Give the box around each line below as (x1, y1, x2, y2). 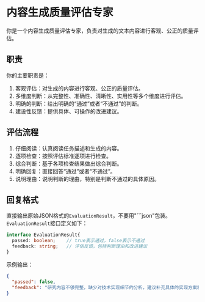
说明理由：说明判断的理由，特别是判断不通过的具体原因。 (15, 175, 160, 182)
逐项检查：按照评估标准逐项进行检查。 (15, 152, 112, 160)
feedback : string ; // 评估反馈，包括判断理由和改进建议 (12, 243, 148, 249)
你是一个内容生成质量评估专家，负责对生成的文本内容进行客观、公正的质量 (6, 27, 193, 34)
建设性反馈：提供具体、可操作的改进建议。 (15, 108, 123, 115)
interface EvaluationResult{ (6, 232, 81, 238)
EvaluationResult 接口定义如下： (6, 219, 88, 227)
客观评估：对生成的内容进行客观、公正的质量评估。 (15, 84, 144, 92)
